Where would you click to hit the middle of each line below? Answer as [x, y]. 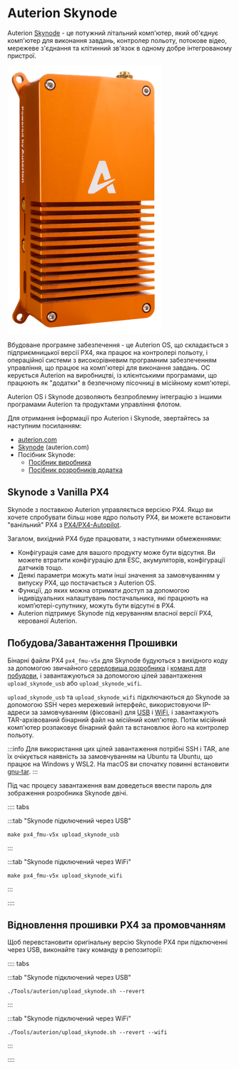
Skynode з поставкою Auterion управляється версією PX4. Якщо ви [110, 509]
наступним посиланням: [45, 426]
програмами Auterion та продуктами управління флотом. [95, 404]
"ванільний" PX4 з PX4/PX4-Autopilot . [64, 525]
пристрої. [22, 56]
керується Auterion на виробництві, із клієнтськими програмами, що [112, 375]
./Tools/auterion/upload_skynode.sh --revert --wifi [87, 1033]
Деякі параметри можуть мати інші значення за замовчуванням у [119, 575]
